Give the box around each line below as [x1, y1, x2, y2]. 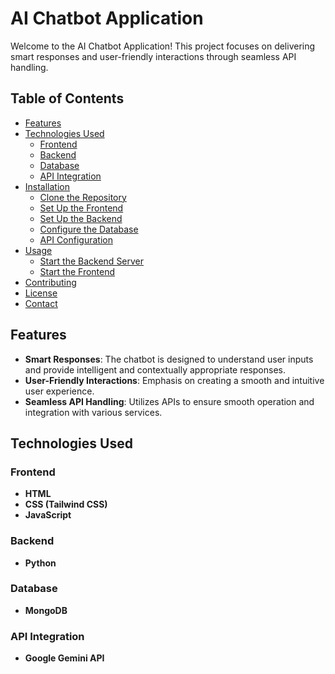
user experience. [24, 385, 95, 397]
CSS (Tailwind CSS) [24, 498, 108, 511]
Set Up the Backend [39, 212, 123, 224]
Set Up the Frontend [39, 202, 124, 214]
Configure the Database [39, 223, 139, 235]
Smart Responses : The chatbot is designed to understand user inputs [24, 353, 314, 365]
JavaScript [24, 509, 72, 521]
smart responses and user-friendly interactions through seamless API [10, 50, 297, 62]
